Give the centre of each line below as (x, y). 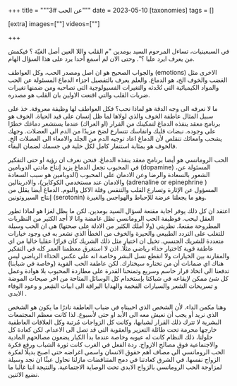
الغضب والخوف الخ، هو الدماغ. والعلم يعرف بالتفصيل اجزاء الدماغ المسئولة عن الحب (118, 80)
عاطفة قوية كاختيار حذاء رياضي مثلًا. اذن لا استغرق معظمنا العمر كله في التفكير (111, 248)
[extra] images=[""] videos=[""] (54, 24)
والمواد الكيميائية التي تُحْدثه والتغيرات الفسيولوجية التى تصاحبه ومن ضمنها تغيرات (114, 87)
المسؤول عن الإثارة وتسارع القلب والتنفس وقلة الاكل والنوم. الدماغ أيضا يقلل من (113, 189)
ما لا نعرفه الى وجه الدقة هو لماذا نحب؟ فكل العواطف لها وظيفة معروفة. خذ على (113, 108)
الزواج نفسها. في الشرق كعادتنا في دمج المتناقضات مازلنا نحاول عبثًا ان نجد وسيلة (114, 360)
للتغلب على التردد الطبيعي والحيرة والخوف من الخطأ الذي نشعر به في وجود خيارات (116, 233)
